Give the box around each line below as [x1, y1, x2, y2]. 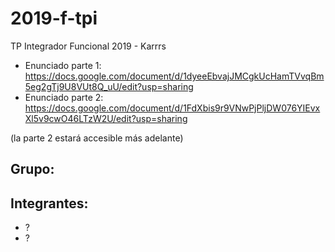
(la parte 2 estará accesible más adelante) [10, 132, 184, 144]
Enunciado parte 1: [24, 59, 102, 71]
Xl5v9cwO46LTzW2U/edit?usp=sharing [24, 112, 188, 124]
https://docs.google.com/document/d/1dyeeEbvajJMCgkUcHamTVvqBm [24, 70, 325, 82]
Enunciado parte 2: [24, 91, 104, 103]
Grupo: [10, 161, 55, 178]
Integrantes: [10, 195, 89, 212]
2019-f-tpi [10, 7, 98, 30]
